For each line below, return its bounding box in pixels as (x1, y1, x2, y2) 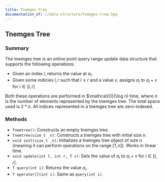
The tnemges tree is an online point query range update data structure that (5, 56, 157, 62)
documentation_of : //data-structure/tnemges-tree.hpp (5, 12, 118, 17)
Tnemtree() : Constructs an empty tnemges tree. (12, 127, 109, 133)
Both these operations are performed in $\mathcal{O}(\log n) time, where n (5, 93, 158, 99)
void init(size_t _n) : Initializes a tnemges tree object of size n (12, 137, 142, 143)
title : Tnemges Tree (5, 7, 48, 12)
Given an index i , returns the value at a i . (12, 71, 93, 78)
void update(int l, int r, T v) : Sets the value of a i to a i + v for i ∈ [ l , (12, 153, 157, 160)
